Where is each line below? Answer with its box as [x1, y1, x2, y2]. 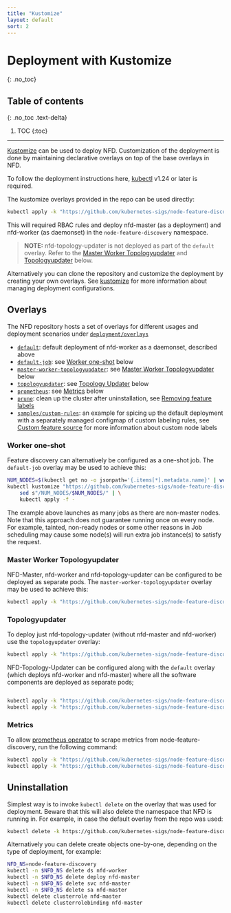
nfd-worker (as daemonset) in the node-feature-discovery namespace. [7, 228, 208, 236]
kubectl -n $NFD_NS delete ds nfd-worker [7, 868, 128, 874]
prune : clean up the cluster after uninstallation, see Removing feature [16, 394, 212, 402]
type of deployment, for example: [7, 848, 102, 856]
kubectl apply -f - [19, 496, 76, 503]
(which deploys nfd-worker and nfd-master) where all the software [7, 670, 197, 678]
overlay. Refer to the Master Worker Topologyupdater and [23, 249, 188, 257]
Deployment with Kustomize [7, 52, 172, 68]
